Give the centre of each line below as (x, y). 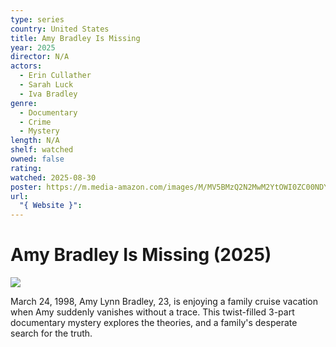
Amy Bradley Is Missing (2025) (141, 255)
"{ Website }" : (51, 206)
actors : (26, 66)
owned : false (37, 159)
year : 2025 (33, 47)
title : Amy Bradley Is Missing (75, 38)
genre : (24, 103)
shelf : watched (42, 150)
